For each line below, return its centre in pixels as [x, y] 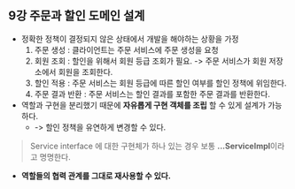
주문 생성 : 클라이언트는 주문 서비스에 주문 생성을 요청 [126, 49]
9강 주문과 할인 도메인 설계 [77, 16]
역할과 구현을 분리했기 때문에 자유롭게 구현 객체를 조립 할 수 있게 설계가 [144, 105]
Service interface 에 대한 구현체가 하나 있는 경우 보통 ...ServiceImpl [150, 146]
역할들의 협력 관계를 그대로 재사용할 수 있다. [96, 176]
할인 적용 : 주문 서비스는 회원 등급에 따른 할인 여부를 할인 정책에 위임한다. [160, 83]
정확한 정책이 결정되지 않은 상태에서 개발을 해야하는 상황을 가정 [130, 39]
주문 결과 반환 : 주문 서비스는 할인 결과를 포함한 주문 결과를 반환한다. [152, 94]
